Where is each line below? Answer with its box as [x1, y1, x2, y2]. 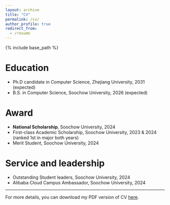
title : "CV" [5, 12, 30, 17]
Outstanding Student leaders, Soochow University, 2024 [12, 174, 131, 180]
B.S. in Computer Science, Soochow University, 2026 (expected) [12, 89, 148, 96]
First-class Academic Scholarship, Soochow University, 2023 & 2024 [12, 129, 157, 135]
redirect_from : [5, 26, 37, 31]
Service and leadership [5, 158, 105, 169]
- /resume [10, 31, 30, 36]
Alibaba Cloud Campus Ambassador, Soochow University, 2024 [12, 179, 146, 185]
